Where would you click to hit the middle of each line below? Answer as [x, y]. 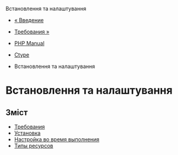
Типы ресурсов [34, 146]
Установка [27, 133]
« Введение [29, 20]
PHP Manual [29, 43]
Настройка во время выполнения [57, 139]
